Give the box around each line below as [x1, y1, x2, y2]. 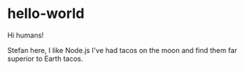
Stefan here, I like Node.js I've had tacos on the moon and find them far [7, 45, 238, 55]
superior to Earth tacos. [7, 54, 84, 63]
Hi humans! [7, 30, 45, 40]
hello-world [7, 5, 85, 23]
